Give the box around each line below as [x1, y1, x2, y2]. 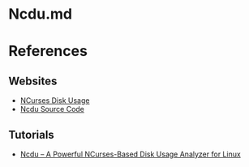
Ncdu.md [8, 5, 73, 24]
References [8, 42, 88, 61]
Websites [8, 74, 58, 88]
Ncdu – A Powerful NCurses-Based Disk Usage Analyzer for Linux [19, 149, 241, 159]
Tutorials [8, 127, 54, 142]
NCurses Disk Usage [19, 96, 90, 105]
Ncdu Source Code [19, 105, 85, 114]
